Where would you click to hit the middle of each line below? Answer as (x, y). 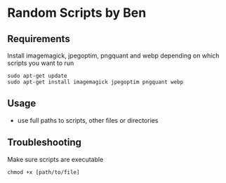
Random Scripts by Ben (77, 13)
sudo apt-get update (38, 76)
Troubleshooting (45, 143)
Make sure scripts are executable (55, 159)
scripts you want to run (41, 63)
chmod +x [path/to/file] (44, 172)
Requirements (39, 39)
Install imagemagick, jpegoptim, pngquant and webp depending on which (113, 55)
